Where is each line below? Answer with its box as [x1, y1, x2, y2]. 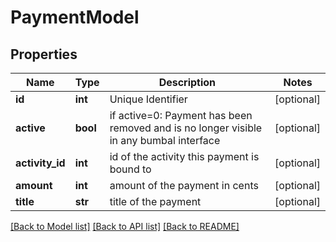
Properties [10, 46, 78, 63]
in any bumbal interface [109, 134, 221, 147]
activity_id [15, 156, 66, 170]
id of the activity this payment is [109, 150, 260, 163]
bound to [109, 162, 152, 176]
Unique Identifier [109, 92, 188, 106]
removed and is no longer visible [109, 121, 263, 135]
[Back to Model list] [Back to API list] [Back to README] [10, 221, 240, 232]
